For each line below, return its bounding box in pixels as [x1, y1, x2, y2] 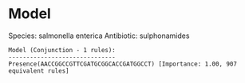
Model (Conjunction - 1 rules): [8, 46, 116, 54]
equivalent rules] [8, 66, 69, 75]
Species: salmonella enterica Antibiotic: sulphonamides [8, 31, 190, 40]
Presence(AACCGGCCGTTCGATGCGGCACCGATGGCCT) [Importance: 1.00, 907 [8, 60, 238, 68]
